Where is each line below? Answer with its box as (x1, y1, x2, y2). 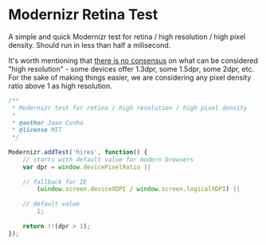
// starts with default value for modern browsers (22, 155, 194, 164)
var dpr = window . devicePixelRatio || (22, 163, 151, 171)
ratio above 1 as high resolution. (8, 81, 113, 91)
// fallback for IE (22, 177, 88, 186)
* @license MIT (11, 126, 62, 134)
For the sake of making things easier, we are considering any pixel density (8, 72, 252, 82)
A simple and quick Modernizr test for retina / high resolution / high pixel (8, 32, 246, 41)
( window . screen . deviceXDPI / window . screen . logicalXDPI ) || (37, 185, 241, 193)
